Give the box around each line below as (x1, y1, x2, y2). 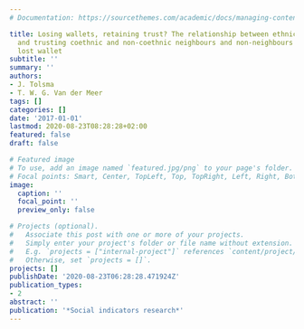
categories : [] (9, 105, 67, 114)
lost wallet (17, 46, 63, 55)
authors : (9, 71, 43, 81)
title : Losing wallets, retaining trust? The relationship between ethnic (9, 29, 298, 39)
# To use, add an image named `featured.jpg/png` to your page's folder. (9, 164, 294, 173)
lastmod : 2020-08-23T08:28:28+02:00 (9, 122, 147, 131)
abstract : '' (9, 297, 59, 306)
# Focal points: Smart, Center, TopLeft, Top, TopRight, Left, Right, (9, 172, 281, 181)
